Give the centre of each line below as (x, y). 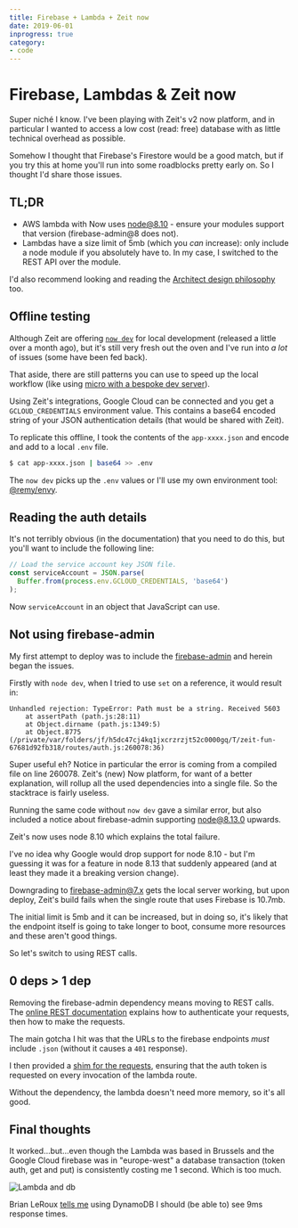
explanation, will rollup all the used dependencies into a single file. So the (143, 783)
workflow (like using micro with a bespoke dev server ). (110, 383)
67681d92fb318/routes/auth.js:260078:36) (87, 748)
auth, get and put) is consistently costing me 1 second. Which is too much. (145, 1170)
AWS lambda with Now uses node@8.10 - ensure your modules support (153, 224)
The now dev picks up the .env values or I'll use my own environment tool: (144, 480)
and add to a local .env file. (59, 446)
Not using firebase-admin (82, 635)
